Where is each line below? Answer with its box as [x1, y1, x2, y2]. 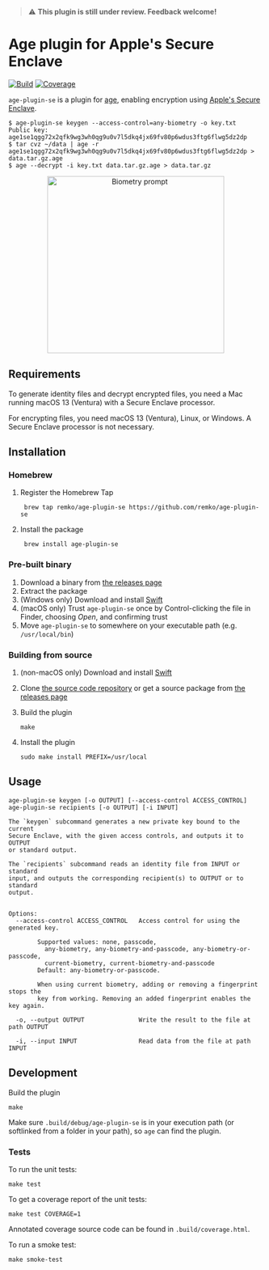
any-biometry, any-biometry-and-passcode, [44, 945, 190, 953]
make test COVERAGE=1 [8, 1209, 82, 1218]
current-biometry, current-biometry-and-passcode [44, 959, 216, 967]
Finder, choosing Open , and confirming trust [19, 612, 168, 621]
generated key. [8, 924, 60, 932]
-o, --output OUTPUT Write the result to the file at [15, 1015, 251, 1024]
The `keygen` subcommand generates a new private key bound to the [8, 817, 241, 826]
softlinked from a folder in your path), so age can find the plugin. [8, 1126, 222, 1136]
